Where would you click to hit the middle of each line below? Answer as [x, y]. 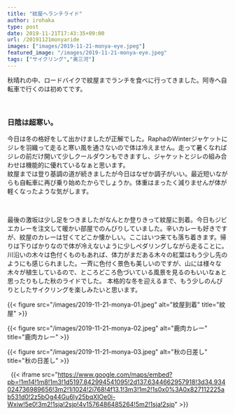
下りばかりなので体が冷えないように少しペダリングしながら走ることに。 [123, 246]
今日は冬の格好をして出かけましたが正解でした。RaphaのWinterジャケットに [117, 139]
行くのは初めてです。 [56, 89]
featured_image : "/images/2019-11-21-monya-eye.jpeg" [87, 53]
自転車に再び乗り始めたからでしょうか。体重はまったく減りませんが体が [123, 183]
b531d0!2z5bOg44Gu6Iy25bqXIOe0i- [62, 397]
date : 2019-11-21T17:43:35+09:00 [56, 33]
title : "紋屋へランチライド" [45, 14]
